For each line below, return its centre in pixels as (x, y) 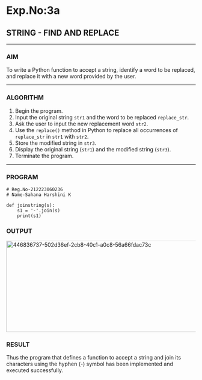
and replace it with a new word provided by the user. (71, 77)
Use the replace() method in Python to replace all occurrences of (96, 130)
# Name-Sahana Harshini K (38, 195)
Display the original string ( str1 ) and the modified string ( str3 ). (93, 149)
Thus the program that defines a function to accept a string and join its (94, 358)
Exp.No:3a (33, 11)
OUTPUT (19, 231)
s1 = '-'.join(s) (39, 211)
